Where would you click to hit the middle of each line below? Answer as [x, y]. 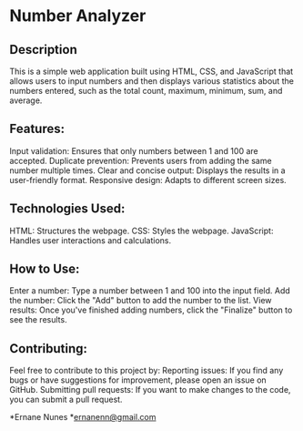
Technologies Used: [67, 209]
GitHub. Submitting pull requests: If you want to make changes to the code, [150, 390]
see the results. [38, 320]
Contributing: [49, 349]
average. [26, 100]
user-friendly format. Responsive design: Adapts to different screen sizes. [148, 180]
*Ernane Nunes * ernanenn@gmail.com [83, 417]
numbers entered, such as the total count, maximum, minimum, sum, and [146, 91]
